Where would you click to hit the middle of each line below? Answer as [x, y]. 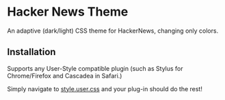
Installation [31, 52]
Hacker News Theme [68, 12]
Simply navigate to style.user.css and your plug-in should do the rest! [105, 88]
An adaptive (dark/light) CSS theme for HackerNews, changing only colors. [113, 31]
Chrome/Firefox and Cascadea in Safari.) [65, 76]
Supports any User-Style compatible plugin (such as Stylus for [95, 68]
